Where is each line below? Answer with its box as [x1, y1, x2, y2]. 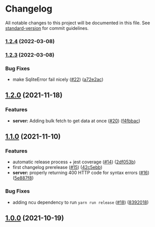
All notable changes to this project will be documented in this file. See [5, 20, 150, 26]
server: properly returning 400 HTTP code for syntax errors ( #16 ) [12, 170, 150, 176]
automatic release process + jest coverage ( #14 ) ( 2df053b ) [12, 159, 136, 165]
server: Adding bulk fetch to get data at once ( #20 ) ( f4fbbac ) [12, 117, 140, 124]
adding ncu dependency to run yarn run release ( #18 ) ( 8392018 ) [12, 199, 149, 205]
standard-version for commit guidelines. [5, 25, 89, 31]
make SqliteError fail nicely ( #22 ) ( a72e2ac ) [12, 76, 104, 82]
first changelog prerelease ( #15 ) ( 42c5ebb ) [12, 164, 102, 170]
